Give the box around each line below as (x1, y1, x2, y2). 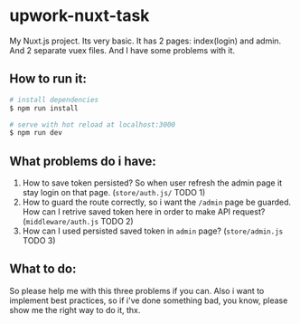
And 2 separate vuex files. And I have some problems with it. (9, 44, 236, 55)
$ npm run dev (9, 129, 63, 138)
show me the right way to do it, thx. (9, 304, 141, 315)
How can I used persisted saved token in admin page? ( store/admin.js (22, 225, 284, 236)
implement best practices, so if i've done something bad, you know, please (9, 295, 288, 306)
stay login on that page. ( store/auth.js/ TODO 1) (22, 187, 206, 198)
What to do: (9, 262, 77, 277)
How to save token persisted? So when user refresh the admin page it (22, 177, 283, 188)
